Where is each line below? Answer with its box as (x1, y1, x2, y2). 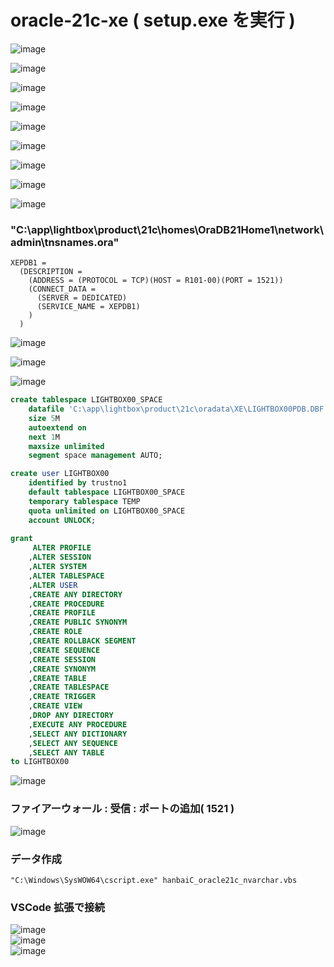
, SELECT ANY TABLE (28, 747, 105, 758)
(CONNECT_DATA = (28, 284, 97, 295)
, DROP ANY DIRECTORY (28, 711, 114, 721)
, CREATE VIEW (28, 701, 83, 711)
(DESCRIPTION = (19, 267, 83, 277)
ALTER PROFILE (32, 543, 92, 553)
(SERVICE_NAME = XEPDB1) (36, 302, 141, 312)
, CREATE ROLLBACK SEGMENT (28, 636, 137, 646)
